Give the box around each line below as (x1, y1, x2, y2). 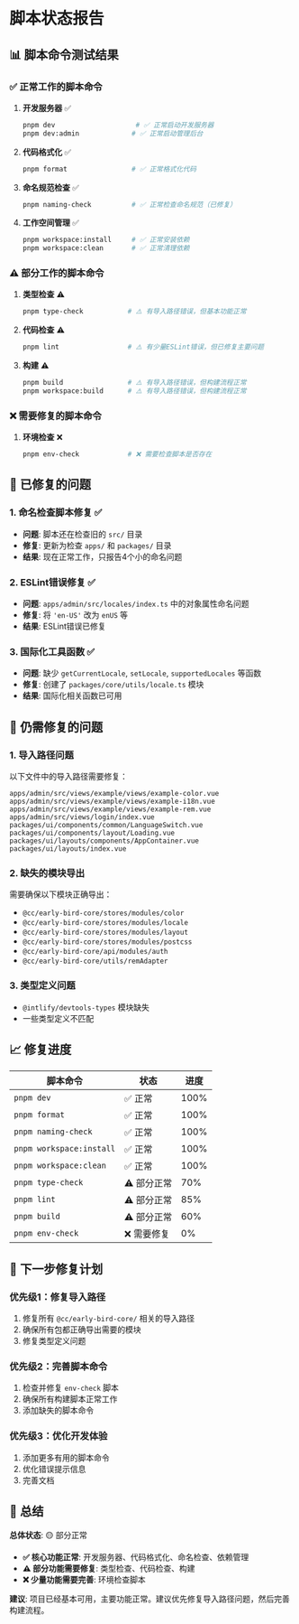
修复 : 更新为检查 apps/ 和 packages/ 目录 (22, 539, 172, 551)
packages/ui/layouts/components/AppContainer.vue (9, 836, 200, 845)
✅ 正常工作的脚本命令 (9, 80, 103, 93)
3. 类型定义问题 (9, 979, 77, 992)
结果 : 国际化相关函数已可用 (22, 690, 122, 701)
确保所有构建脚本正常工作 (22, 1394, 118, 1405)
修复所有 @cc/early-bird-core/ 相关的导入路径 (22, 1313, 195, 1324)
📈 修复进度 (9, 1042, 72, 1058)
